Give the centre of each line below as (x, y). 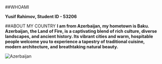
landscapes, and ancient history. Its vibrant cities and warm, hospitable (79, 36)
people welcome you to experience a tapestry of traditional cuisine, (75, 42)
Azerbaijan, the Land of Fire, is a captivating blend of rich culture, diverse (81, 31)
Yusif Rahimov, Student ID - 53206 (41, 16)
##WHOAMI (17, 7)
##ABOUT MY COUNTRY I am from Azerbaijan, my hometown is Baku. (77, 26)
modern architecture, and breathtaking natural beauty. (62, 47)
